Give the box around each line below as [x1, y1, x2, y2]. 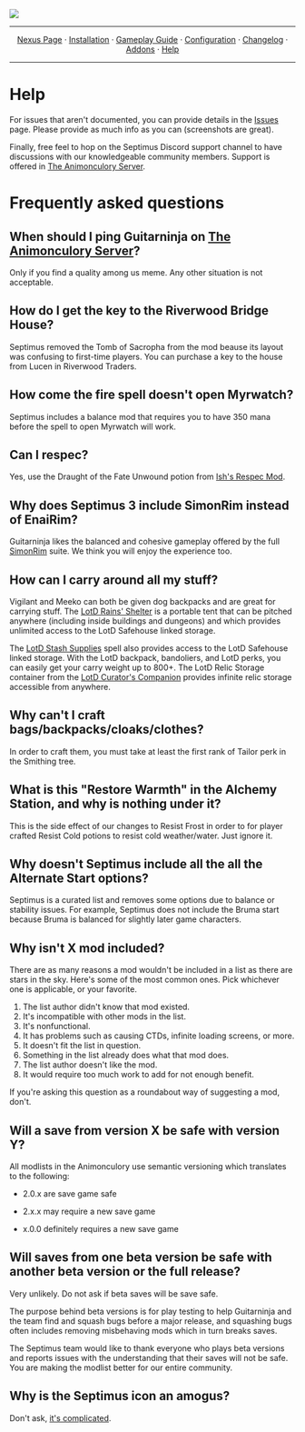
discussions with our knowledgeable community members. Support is [9, 151, 271, 162]
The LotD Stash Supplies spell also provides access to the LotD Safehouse [9, 643, 289, 654]
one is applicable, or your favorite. [9, 984, 138, 995]
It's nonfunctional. [22, 1021, 91, 1032]
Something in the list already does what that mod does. [22, 1050, 230, 1061]
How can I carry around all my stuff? [9, 572, 219, 587]
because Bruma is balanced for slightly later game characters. [9, 914, 242, 925]
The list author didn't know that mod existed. [22, 1001, 191, 1013]
